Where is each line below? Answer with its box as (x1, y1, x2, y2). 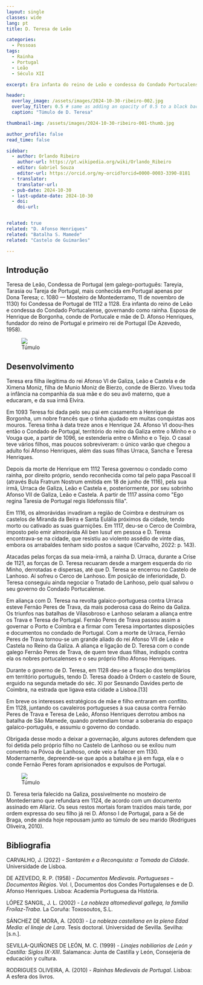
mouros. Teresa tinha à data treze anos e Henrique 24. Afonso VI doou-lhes (6, 422, 195, 429)
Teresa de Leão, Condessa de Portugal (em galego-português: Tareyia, (6, 281, 184, 288)
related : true (6, 221, 42, 227)
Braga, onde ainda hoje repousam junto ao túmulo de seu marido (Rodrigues (6, 816, 196, 824)
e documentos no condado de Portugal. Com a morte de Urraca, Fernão (6, 629, 185, 637)
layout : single (6, 8, 45, 15)
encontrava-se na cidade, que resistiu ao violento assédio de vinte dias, (6, 535, 185, 542)
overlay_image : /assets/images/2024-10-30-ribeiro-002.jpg (11, 98, 164, 104)
